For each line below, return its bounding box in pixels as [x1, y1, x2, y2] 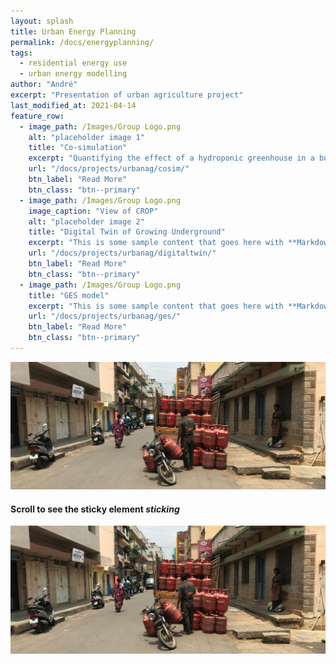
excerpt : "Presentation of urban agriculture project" [10, 90, 244, 100]
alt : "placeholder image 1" [28, 132, 145, 142]
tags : [10, 48, 33, 58]
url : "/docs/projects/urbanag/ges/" [28, 311, 182, 322]
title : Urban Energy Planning [10, 26, 137, 37]
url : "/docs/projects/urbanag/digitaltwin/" [28, 248, 217, 259]
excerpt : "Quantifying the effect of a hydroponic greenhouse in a [28, 153, 315, 164]
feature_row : [10, 111, 65, 121]
